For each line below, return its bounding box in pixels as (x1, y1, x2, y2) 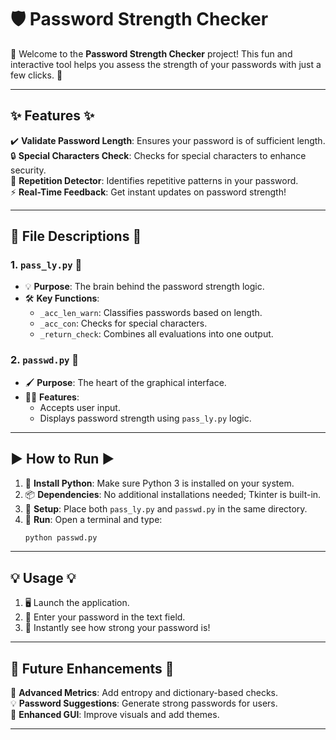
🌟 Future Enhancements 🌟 (10, 660, 175, 677)
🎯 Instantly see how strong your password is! (24, 622, 211, 634)
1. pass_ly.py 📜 (10, 258, 83, 272)
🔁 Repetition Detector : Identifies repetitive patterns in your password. (10, 174, 299, 186)
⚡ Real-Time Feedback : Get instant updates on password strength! (10, 186, 287, 198)
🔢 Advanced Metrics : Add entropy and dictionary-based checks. (10, 687, 278, 699)
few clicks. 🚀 (10, 69, 63, 81)
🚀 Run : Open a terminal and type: (24, 513, 163, 525)
